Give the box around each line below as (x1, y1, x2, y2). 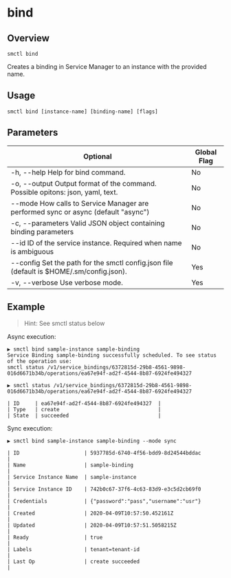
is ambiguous (10, 247, 54, 256)
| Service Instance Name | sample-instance (7, 474, 137, 481)
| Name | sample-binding (7, 462, 134, 469)
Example (7, 301, 45, 313)
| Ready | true (7, 534, 103, 541)
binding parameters (10, 227, 74, 236)
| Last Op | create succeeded (7, 558, 140, 566)
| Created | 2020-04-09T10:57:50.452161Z (7, 510, 174, 517)
